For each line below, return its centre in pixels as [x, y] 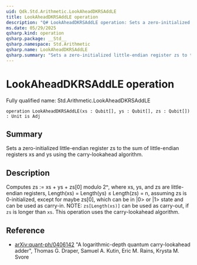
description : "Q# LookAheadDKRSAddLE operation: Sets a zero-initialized [98, 22]
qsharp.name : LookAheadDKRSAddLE [47, 50]
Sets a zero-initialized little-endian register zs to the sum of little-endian [93, 148]
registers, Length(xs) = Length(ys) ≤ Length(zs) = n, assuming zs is [105, 193]
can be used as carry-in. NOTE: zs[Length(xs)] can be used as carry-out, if [98, 206]
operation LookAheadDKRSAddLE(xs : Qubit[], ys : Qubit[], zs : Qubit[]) [98, 111]
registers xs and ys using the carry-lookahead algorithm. [74, 154]
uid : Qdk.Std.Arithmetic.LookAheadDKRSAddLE [61, 11]
